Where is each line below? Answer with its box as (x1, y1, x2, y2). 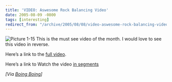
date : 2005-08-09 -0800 (5, 12, 56, 17)
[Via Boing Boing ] (5, 71, 42, 77)
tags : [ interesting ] (5, 17, 50, 22)
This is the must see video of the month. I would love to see (36, 36, 162, 42)
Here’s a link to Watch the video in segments (5, 61, 99, 67)
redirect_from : (5, 22, 38, 27)
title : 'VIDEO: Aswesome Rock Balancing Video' (5, 7, 109, 13)
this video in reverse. (5, 42, 50, 48)
